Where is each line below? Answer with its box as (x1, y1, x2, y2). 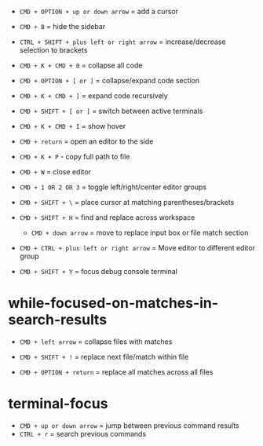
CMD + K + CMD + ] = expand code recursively (19, 91, 169, 101)
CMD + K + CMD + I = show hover (19, 122, 126, 130)
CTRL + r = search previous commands (19, 429, 147, 438)
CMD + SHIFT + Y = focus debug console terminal (19, 267, 178, 276)
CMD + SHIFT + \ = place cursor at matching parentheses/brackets (19, 198, 235, 207)
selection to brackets (19, 46, 88, 54)
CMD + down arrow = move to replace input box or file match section (31, 228, 249, 237)
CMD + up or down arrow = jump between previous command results (19, 420, 239, 430)
